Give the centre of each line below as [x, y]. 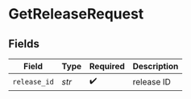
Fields [24, 44]
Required [107, 66]
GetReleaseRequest [76, 14]
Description [156, 66]
